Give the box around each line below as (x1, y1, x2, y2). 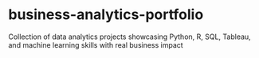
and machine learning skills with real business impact (8, 40, 183, 49)
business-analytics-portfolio (8, 6, 204, 24)
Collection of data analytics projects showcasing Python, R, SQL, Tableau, (8, 32, 251, 41)
